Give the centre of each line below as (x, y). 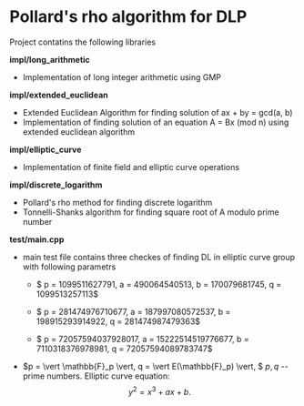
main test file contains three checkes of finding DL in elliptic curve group (159, 257)
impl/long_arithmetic (50, 59)
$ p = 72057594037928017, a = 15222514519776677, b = (142, 339)
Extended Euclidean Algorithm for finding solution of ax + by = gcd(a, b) (157, 112)
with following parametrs (69, 267)
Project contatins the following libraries (83, 42)
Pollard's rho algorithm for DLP (128, 17)
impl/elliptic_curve (46, 149)
